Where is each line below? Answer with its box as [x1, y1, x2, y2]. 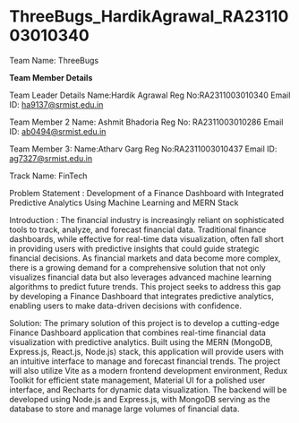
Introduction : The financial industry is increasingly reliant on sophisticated [9, 214, 285, 225]
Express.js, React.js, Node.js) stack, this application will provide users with [9, 346, 285, 357]
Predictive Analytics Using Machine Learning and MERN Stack [9, 197, 239, 208]
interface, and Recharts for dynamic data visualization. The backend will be [9, 384, 287, 395]
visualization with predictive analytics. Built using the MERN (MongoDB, [9, 336, 273, 347]
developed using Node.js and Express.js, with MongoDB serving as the [9, 393, 271, 404]
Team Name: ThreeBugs [9, 55, 99, 65]
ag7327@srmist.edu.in [9, 152, 93, 163]
